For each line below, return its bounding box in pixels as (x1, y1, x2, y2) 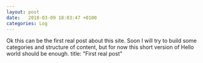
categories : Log (6, 20, 48, 26)
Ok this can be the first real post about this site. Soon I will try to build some (6, 37, 197, 45)
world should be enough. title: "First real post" (6, 50, 123, 57)
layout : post (6, 9, 40, 15)
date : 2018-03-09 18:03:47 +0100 (6, 15, 97, 21)
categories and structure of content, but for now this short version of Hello (6, 43, 194, 51)
